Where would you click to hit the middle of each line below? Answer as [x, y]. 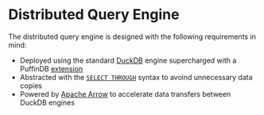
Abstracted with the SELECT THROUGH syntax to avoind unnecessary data [136, 77]
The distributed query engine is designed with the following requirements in [132, 36]
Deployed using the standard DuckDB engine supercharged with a [128, 60]
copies [31, 86]
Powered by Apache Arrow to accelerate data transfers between [125, 94]
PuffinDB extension [51, 68]
